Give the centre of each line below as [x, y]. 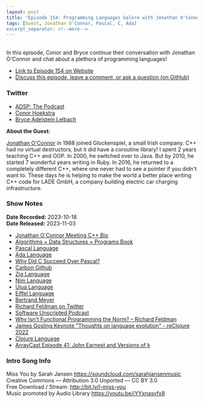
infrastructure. [24, 188]
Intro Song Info [29, 360]
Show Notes [25, 204]
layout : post [23, 12]
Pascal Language [37, 248]
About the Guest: [28, 131]
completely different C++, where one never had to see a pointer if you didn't [102, 168]
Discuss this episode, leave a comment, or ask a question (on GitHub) [102, 77]
